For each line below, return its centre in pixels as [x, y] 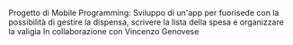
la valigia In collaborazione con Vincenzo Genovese [104, 31]
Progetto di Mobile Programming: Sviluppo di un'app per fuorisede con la [144, 13]
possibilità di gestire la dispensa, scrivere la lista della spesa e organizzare [146, 22]
